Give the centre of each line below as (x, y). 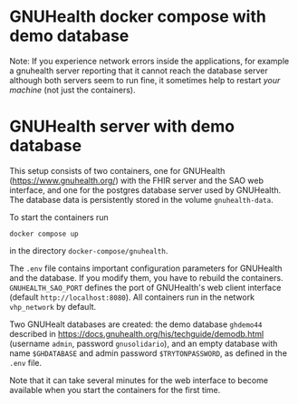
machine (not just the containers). (72, 90)
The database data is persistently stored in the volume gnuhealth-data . (141, 199)
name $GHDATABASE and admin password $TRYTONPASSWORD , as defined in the (149, 353)
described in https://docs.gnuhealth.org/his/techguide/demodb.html (137, 333)
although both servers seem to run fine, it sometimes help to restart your (145, 80)
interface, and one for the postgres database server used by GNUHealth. (145, 190)
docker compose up (44, 234)
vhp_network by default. (53, 306)
